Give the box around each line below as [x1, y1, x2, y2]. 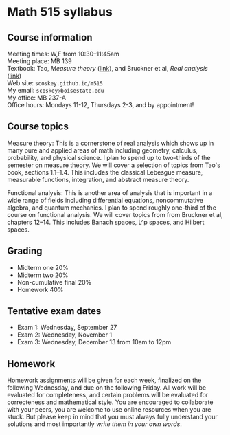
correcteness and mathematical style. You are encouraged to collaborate [7, 398, 214, 406]
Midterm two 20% [16, 271, 69, 279]
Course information [7, 32, 93, 43]
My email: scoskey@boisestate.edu [7, 87, 104, 94]
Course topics [7, 121, 69, 133]
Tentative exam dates [7, 305, 102, 317]
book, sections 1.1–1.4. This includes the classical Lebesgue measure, [7, 168, 203, 176]
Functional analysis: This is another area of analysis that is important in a [7, 188, 213, 197]
